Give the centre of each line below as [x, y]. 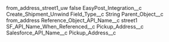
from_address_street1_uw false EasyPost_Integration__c [74, 8]
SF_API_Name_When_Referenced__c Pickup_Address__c [75, 27]
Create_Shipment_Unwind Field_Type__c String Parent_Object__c [85, 14]
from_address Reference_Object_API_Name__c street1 [72, 20]
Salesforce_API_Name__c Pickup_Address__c [61, 33]
